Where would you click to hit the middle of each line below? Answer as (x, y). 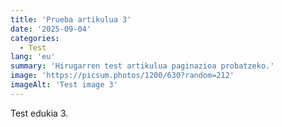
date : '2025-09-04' (51, 29)
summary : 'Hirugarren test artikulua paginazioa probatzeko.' (142, 66)
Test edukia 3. (39, 113)
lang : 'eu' (33, 57)
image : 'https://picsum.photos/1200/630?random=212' (122, 76)
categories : (35, 38)
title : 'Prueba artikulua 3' (71, 19)
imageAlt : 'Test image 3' (64, 85)
